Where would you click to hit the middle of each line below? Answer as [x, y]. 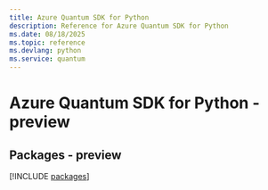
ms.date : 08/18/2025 [48, 34]
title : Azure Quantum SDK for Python [79, 17]
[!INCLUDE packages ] [49, 176]
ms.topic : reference [48, 42]
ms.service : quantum [48, 59]
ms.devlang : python [45, 51]
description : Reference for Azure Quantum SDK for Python [119, 26]
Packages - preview [65, 155]
